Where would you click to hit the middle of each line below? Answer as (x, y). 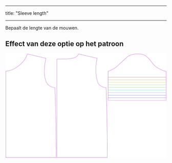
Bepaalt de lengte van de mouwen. (42, 28)
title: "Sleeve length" (27, 13)
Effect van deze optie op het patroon (64, 44)
